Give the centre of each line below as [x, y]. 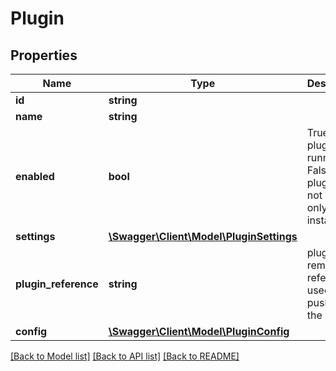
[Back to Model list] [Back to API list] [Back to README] [125, 356]
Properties [44, 55]
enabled [35, 176]
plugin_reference [57, 284]
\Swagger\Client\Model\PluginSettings [203, 236]
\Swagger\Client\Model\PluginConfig [199, 331]
